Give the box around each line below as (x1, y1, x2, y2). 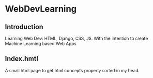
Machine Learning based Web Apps (5, 41, 76, 47)
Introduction (5, 23, 44, 31)
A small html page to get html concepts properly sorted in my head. (5, 67, 139, 73)
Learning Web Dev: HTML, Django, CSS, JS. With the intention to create (5, 35, 148, 41)
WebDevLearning (5, 3, 77, 15)
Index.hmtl (5, 55, 39, 63)
